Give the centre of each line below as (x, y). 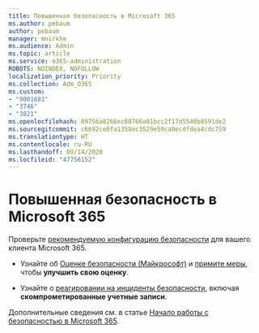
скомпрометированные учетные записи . (93, 296)
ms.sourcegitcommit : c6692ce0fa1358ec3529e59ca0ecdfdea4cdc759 (117, 129)
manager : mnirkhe (38, 39)
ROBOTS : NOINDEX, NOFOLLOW (54, 69)
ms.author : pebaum (39, 24)
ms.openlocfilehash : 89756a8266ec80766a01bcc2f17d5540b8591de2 (117, 122)
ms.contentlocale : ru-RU (50, 144)
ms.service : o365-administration (65, 62)
